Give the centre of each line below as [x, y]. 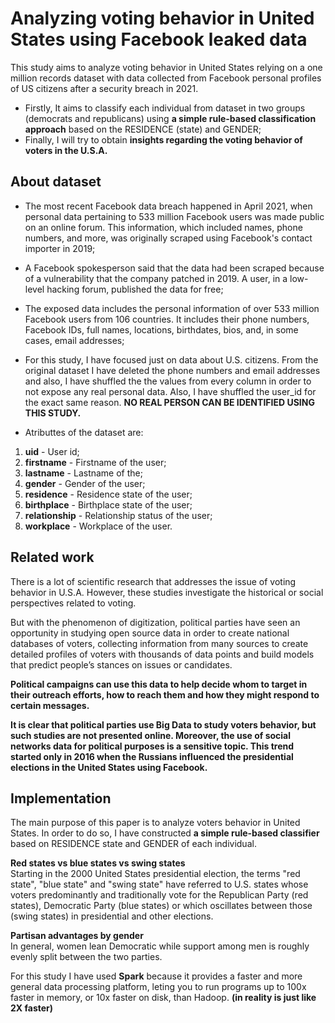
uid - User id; [52, 451]
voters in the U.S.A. [66, 150]
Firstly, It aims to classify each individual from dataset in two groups [165, 108]
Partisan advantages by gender [77, 936]
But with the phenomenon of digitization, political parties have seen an [155, 622]
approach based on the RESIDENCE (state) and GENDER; [143, 129]
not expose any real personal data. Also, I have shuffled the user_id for [170, 391]
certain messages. [50, 705]
